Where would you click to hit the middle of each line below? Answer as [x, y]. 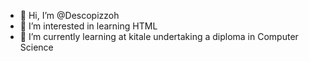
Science [36, 47]
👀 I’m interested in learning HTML [88, 26]
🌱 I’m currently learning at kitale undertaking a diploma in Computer [159, 36]
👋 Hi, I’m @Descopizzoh [69, 15]
